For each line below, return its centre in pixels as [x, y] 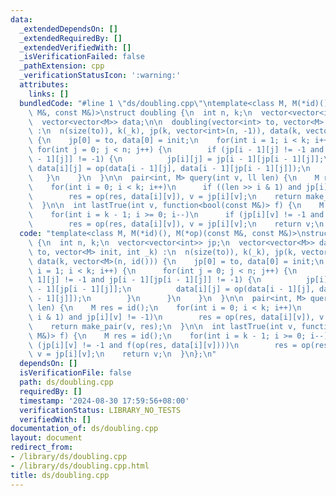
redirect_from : [42, 447]
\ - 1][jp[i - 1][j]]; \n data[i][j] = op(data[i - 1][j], [171, 289]
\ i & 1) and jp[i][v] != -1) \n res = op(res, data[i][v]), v [176, 317]
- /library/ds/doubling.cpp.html [80, 466]
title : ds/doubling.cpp [60, 475]
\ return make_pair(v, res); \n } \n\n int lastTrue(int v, [163, 326]
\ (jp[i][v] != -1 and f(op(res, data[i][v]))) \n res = [163, 345]
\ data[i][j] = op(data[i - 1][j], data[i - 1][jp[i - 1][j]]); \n [169, 168]
